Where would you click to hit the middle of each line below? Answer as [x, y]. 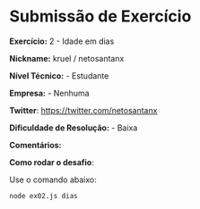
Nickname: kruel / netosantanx [67, 58]
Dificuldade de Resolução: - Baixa [74, 128]
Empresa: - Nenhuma [49, 93]
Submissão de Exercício [100, 17]
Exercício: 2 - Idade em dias [62, 41]
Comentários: [35, 145]
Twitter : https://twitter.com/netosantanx [83, 110]
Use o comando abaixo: [53, 180]
